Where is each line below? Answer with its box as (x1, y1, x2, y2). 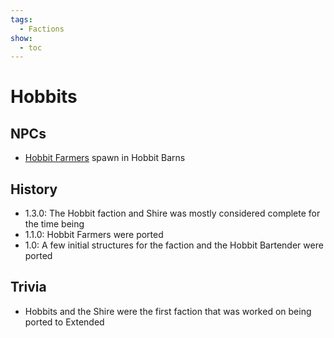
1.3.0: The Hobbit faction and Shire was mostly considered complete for (24, 207, 321, 220)
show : (10, 33, 33, 43)
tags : (10, 14, 33, 25)
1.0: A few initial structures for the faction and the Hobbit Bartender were (24, 239, 324, 251)
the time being (24, 218, 85, 230)
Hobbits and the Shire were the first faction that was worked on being (24, 305, 312, 317)
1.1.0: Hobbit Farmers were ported (24, 229, 164, 241)
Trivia (10, 279, 47, 296)
